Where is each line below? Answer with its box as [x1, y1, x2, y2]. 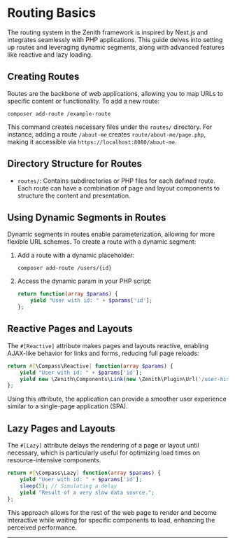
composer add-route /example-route [7, 110, 111, 117]
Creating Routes [7, 71, 80, 83]
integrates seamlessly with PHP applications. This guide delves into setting [7, 35, 223, 43]
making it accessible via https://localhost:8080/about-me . [7, 137, 177, 146]
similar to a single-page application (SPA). [7, 402, 128, 411]
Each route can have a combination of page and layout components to [17, 184, 220, 192]
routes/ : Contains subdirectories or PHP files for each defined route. [17, 177, 215, 185]
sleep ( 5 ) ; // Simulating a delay [20, 482, 117, 490]
